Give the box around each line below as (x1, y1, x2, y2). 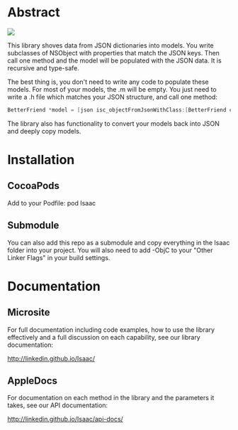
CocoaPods (7, 180, 60, 192)
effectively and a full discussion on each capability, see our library (7, 333, 200, 341)
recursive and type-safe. (7, 63, 79, 72)
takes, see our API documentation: (7, 401, 108, 409)
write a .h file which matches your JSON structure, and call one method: (7, 92, 218, 101)
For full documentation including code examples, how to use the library (7, 325, 215, 334)
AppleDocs (7, 375, 58, 387)
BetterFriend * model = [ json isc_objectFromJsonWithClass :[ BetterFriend (7, 106, 227, 114)
